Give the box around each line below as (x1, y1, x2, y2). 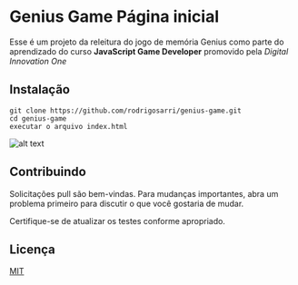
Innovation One (9, 55, 67, 66)
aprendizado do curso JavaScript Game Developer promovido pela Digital (9, 45, 289, 56)
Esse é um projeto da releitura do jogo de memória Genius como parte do (9, 36, 284, 47)
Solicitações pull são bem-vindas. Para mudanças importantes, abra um (9, 188, 279, 199)
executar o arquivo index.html (9, 122, 128, 131)
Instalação (9, 82, 71, 97)
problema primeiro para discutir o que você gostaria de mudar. (9, 198, 244, 209)
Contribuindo (9, 164, 86, 180)
